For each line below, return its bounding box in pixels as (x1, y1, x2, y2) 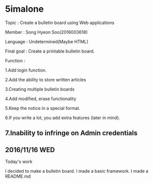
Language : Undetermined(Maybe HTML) (5, 38, 88, 45)
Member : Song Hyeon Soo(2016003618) (5, 29, 88, 35)
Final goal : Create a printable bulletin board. (5, 48, 95, 54)
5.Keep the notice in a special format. (5, 105, 80, 111)
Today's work (5, 158, 33, 165)
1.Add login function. (5, 67, 47, 73)
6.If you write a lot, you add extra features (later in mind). (5, 114, 120, 121)
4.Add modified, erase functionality (5, 96, 76, 102)
